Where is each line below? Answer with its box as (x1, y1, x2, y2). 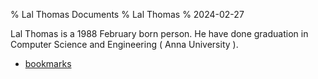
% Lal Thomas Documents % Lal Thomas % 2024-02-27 (10, 9, 245, 20)
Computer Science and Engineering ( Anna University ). (10, 39, 239, 50)
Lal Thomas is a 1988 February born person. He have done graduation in (10, 28, 309, 39)
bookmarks (24, 58, 72, 69)
